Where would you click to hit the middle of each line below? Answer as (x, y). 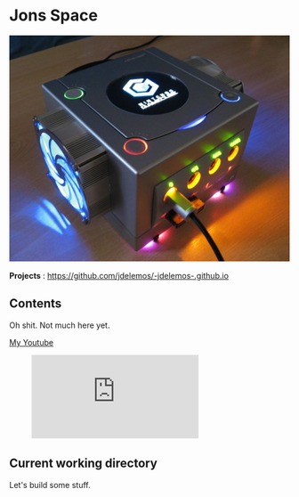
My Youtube (32, 342)
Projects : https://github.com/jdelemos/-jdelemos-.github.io (119, 276)
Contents (36, 304)
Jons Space (53, 16)
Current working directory (83, 464)
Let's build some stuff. (50, 485)
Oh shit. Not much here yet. (60, 325)
